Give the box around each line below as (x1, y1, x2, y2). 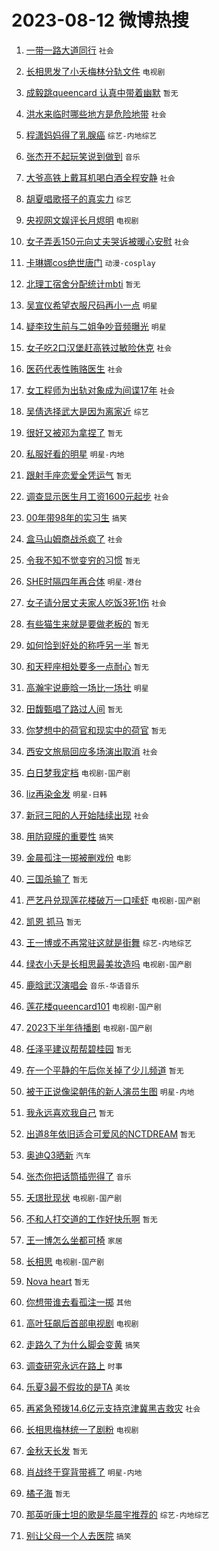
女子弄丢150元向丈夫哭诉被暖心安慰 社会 (25, 235, 190, 247)
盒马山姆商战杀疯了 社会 (25, 532, 123, 545)
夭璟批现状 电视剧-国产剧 (25, 1191, 123, 1203)
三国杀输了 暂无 (25, 872, 88, 885)
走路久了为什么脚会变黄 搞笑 (25, 1338, 141, 1350)
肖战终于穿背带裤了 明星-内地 (25, 1466, 143, 1478)
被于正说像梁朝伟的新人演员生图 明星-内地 (25, 1085, 195, 1097)
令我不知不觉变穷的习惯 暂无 (25, 554, 141, 566)
